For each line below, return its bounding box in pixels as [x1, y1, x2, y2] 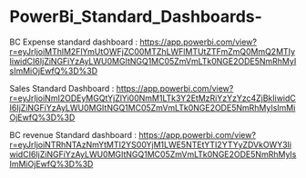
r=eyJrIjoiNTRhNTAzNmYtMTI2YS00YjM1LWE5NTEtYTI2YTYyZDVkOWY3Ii [9, 139, 292, 150]
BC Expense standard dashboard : [9, 36, 138, 47]
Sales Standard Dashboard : [9, 83, 115, 94]
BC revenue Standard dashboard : [9, 129, 138, 140]
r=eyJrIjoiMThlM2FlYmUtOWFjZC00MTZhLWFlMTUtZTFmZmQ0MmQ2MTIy [9, 45, 296, 56]
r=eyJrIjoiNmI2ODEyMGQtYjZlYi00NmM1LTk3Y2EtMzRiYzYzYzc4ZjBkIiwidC [9, 93, 296, 104]
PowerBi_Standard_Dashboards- [9, 6, 262, 27]
